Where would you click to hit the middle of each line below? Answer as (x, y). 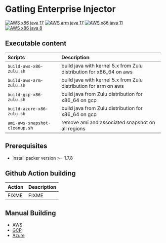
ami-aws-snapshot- (29, 123)
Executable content (36, 44)
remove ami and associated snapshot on (108, 122)
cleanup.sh (20, 128)
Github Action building (41, 173)
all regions (73, 128)
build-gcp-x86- (25, 94)
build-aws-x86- (25, 66)
